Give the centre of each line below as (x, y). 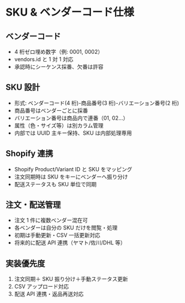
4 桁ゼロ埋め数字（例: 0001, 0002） (58, 52)
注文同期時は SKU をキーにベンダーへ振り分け (71, 177)
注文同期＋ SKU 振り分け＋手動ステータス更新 (71, 279)
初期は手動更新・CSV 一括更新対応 (57, 235)
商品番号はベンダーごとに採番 (51, 110)
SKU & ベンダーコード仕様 (70, 12)
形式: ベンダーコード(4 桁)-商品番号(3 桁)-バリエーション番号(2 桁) (97, 103)
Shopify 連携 (29, 154)
